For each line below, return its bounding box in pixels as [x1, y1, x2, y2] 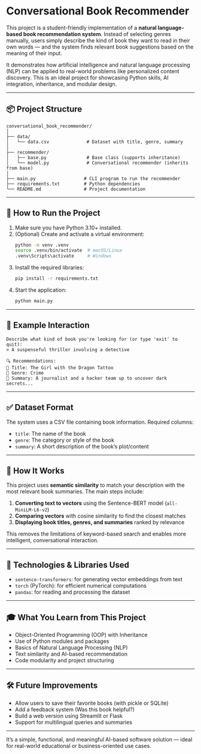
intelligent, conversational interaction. [6, 537, 99, 544]
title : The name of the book [14, 430, 86, 437]
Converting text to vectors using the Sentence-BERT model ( [14, 499, 167, 507]
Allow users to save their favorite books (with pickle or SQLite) [14, 699, 169, 707]
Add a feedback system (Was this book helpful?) [14, 705, 135, 713]
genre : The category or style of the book [14, 436, 115, 444]
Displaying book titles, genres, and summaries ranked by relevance [14, 519, 185, 526]
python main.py [14, 298, 53, 304]
